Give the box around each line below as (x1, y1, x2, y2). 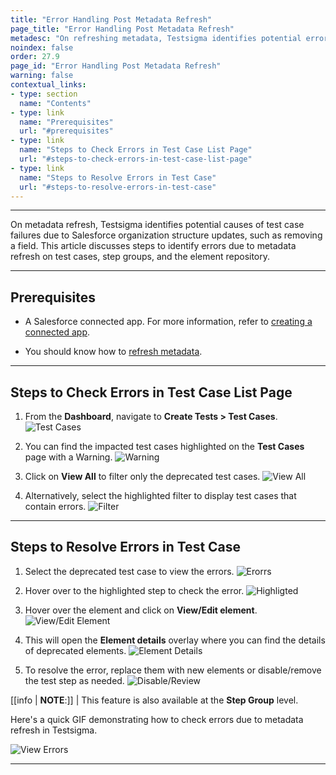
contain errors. (24, 501, 87, 512)
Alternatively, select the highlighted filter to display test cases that (24, 490, 297, 501)
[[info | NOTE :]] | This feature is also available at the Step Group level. (10, 694, 299, 706)
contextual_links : (10, 80, 87, 90)
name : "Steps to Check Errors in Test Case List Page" (19, 145, 253, 155)
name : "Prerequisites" (19, 117, 114, 127)
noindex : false (10, 42, 74, 53)
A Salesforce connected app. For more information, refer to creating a (24, 316, 313, 328)
